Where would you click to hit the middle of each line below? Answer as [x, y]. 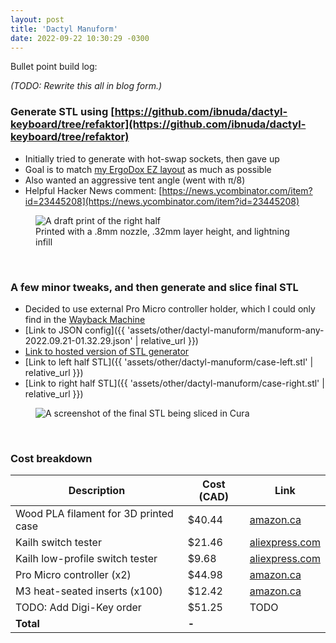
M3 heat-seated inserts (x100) [89, 591]
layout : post [37, 19]
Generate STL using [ [62, 112]
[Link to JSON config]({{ [75, 330]
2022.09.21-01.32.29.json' [78, 340]
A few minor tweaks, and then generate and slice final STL [154, 287]
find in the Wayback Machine [85, 319]
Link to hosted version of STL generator [107, 351]
